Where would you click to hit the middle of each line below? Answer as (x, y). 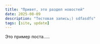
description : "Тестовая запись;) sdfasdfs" (50, 18)
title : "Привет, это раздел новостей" (45, 9)
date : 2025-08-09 (23, 14)
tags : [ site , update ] (27, 23)
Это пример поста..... (28, 37)
